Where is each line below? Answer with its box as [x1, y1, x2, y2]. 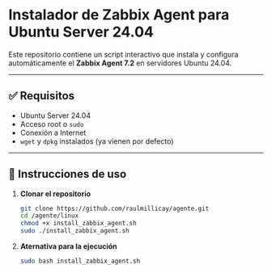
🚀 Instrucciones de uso [8, 167, 127, 181]
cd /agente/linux [19, 212, 79, 220]
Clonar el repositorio [19, 188, 91, 199]
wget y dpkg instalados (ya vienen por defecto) [19, 136, 174, 146]
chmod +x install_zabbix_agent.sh [19, 220, 137, 228]
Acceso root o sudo [19, 119, 84, 128]
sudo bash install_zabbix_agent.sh [19, 257, 141, 266]
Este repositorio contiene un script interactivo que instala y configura [8, 49, 239, 59]
